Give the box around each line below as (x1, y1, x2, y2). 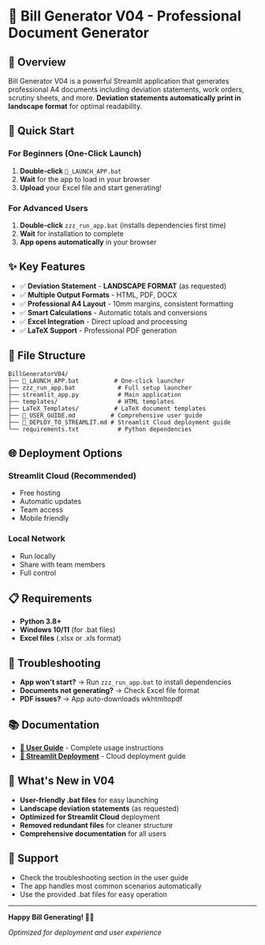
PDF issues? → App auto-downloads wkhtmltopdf (19, 695, 183, 704)
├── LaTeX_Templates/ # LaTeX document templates (8, 405, 207, 412)
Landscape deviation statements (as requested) (19, 804, 180, 813)
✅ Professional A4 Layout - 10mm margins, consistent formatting (19, 299, 234, 308)
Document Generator (8, 24, 150, 42)
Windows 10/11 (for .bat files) (19, 625, 116, 634)
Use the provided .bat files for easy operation (19, 889, 168, 899)
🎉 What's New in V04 (8, 774, 115, 788)
